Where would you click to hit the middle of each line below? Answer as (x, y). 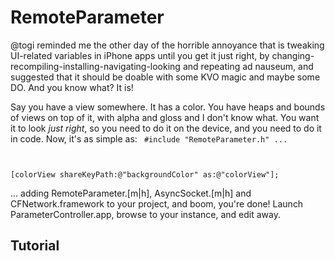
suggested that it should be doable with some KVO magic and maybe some (165, 77)
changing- (293, 55)
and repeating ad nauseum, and (248, 66)
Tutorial (35, 246)
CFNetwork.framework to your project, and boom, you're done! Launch (157, 203)
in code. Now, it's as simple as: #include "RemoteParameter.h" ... (149, 138)
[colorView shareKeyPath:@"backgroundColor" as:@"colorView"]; (145, 174)
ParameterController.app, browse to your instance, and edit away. (145, 214)
